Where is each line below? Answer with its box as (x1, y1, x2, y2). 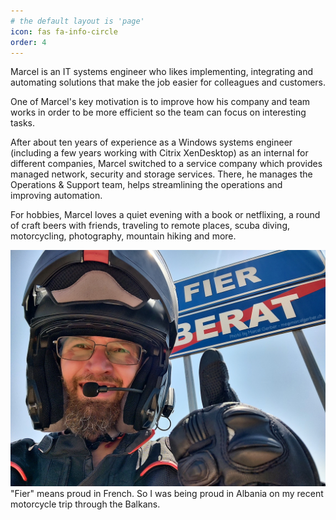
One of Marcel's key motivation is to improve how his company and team (10, 96, 311, 108)
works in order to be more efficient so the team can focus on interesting (10, 106, 307, 119)
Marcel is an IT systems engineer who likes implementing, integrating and (10, 66, 314, 78)
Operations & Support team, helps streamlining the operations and (10, 179, 283, 191)
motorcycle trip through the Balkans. (10, 498, 161, 510)
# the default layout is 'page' (10, 16, 145, 26)
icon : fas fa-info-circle (10, 26, 118, 37)
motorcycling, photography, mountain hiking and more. (10, 230, 237, 242)
